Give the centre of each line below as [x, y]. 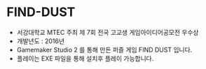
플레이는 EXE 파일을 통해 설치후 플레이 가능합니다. [85, 58]
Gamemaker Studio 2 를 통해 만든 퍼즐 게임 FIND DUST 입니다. [104, 49]
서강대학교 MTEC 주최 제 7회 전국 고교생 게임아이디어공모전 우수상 [108, 32]
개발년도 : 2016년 [40, 41]
